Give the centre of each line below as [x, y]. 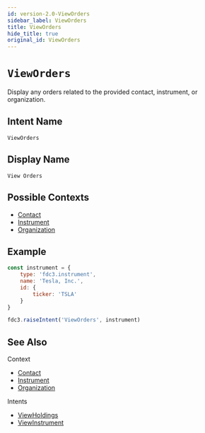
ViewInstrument [41, 423]
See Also [27, 342]
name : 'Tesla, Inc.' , [52, 281]
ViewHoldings [38, 415]
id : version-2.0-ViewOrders [49, 14]
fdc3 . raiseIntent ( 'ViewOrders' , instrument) [74, 320]
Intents [17, 402]
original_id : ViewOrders [44, 40]
